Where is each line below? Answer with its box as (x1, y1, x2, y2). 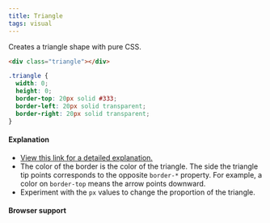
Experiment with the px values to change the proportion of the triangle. (19, 187, 256, 197)
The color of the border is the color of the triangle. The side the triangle (19, 161, 259, 171)
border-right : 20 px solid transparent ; (15, 109, 150, 118)
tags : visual (8, 19, 53, 28)
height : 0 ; (15, 87, 53, 96)
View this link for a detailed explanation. (19, 152, 154, 162)
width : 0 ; (15, 79, 49, 88)
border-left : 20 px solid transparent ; (15, 102, 147, 110)
